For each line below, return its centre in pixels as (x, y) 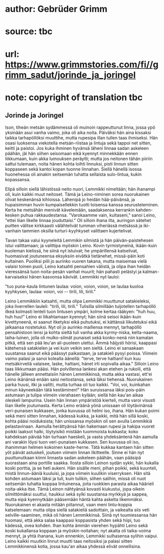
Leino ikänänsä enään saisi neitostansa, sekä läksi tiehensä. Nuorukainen (79, 379)
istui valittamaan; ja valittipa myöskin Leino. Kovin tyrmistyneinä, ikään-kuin (81, 245)
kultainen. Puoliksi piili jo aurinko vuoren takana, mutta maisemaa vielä (76, 261)
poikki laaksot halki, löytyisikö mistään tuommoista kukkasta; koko (72, 431)
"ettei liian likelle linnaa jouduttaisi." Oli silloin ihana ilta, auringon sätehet (78, 220)
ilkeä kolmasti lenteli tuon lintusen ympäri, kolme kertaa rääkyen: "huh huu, (81, 311)
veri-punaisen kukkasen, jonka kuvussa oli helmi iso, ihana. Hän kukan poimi (82, 411)
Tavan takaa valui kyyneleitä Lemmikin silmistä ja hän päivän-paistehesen (79, 240)
